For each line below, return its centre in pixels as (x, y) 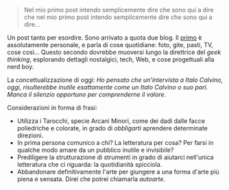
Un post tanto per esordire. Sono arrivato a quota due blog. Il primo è (105, 38)
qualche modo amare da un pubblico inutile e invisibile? (95, 150)
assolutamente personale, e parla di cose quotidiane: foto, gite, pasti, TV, (110, 45)
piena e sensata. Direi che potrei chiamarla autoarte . (91, 179)
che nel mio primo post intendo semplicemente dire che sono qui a (118, 17)
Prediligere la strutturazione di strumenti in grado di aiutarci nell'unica (115, 157)
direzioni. (30, 135)
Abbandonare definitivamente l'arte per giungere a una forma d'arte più (118, 172)
